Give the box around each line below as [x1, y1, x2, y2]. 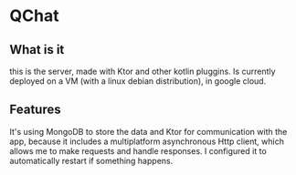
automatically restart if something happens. [9, 155, 174, 166]
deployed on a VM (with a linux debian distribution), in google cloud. [9, 76, 267, 87]
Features [9, 102, 61, 118]
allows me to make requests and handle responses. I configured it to [9, 145, 267, 156]
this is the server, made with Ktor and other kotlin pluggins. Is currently [9, 66, 276, 77]
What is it [9, 42, 65, 57]
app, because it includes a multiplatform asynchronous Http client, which [9, 136, 285, 147]
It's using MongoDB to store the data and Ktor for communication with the [9, 126, 288, 137]
